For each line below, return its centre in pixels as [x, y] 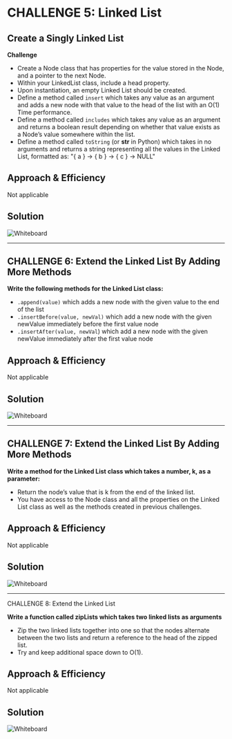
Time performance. [45, 112]
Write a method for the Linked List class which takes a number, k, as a [109, 471]
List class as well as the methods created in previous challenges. [109, 507]
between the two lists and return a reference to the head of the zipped [117, 637]
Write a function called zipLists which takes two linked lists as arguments [115, 617]
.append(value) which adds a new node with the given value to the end [118, 302]
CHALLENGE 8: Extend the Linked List [61, 604]
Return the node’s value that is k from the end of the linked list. [106, 492]
